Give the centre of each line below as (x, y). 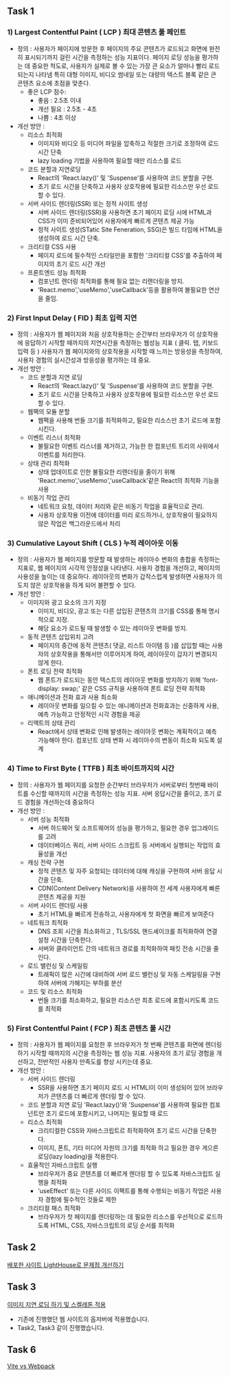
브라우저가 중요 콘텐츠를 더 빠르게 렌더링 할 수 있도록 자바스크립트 (126, 1173)
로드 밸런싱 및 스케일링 (58, 965)
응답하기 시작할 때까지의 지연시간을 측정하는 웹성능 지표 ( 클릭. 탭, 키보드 (122, 342)
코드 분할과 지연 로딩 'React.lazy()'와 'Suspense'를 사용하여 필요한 (117, 1104)
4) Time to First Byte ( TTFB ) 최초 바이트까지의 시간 (91, 769)
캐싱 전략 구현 (46, 862)
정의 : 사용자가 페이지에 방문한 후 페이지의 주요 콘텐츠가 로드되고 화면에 (112, 48)
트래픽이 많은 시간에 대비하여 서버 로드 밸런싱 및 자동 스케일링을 (123, 974)
